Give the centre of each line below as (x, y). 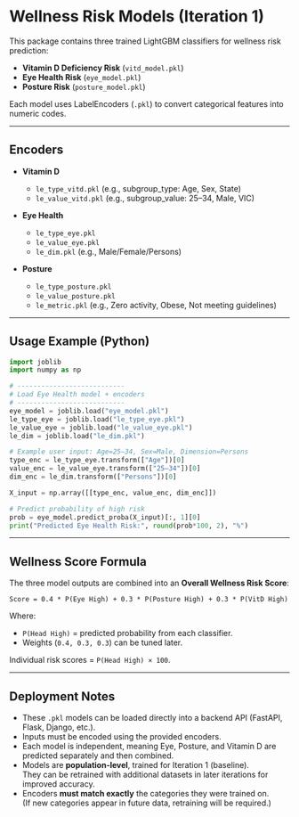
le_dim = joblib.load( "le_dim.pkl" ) (77, 436)
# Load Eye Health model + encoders (77, 395)
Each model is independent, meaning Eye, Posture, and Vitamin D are (149, 747)
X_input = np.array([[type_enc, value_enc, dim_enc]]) (113, 493)
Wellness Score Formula (78, 562)
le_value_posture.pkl (75, 296)
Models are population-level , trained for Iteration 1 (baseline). (135, 765)
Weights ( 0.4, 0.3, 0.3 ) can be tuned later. (102, 642)
